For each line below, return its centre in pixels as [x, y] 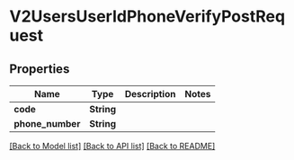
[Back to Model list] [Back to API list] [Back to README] [112, 146]
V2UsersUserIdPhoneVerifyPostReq [147, 17]
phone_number [47, 124]
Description [150, 94]
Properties [40, 69]
